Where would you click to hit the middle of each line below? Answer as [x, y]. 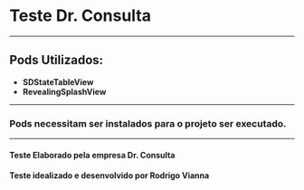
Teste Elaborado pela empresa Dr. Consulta [92, 155]
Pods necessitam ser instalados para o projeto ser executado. [148, 123]
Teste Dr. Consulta [81, 16]
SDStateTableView [58, 81]
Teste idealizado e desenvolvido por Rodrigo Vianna [109, 176]
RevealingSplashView [64, 91]
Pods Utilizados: [57, 60]
